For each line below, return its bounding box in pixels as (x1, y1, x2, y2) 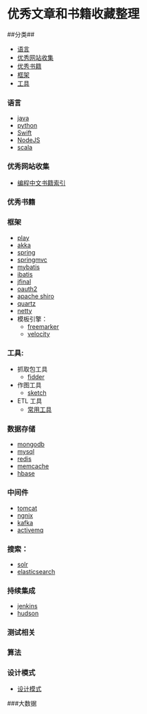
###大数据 (7, 700, 37, 708)
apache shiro (16, 292, 55, 300)
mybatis (16, 262, 40, 271)
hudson (16, 609, 39, 618)
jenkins (16, 602, 38, 610)
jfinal (16, 277, 32, 286)
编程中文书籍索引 (16, 178, 66, 187)
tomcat (16, 504, 38, 512)
